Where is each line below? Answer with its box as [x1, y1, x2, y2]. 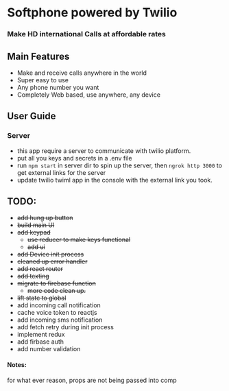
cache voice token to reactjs [16, 309, 97, 317]
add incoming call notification [16, 301, 101, 309]
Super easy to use [16, 75, 69, 84]
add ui [27, 243, 46, 251]
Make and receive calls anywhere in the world [16, 69, 147, 77]
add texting [16, 272, 49, 281]
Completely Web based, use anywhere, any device [16, 91, 161, 99]
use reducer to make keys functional [27, 235, 131, 244]
